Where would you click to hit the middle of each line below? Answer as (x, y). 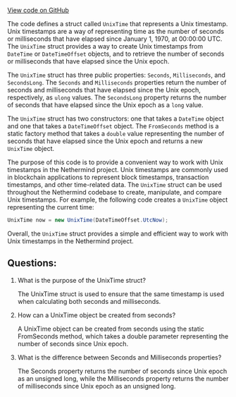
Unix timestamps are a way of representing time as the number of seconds (116, 31)
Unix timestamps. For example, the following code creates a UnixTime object (118, 200)
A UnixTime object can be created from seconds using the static (111, 329)
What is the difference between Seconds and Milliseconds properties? (119, 357)
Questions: (32, 263)
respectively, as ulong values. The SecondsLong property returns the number (117, 97)
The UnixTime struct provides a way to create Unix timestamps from (105, 46)
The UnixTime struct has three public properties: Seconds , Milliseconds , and (116, 75)
